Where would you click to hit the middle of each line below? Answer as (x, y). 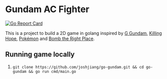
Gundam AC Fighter (47, 9)
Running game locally (40, 54)
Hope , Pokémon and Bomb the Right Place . (50, 38)
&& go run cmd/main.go (52, 71)
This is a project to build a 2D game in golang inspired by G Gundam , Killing (84, 33)
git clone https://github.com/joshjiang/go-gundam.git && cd (78, 67)
